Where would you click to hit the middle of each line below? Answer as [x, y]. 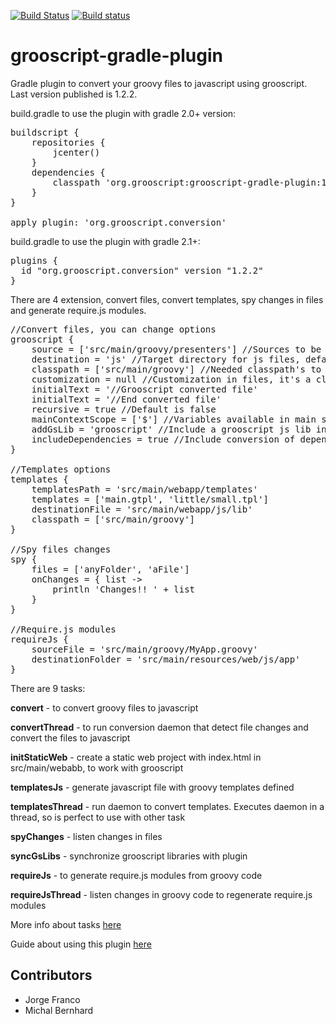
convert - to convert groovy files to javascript [104, 707]
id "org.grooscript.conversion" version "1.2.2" [142, 270]
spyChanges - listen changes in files [86, 836]
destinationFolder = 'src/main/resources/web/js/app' [166, 659]
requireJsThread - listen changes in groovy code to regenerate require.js [161, 894]
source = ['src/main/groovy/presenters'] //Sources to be [176, 349]
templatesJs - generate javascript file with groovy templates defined [152, 787]
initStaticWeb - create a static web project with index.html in [136, 757]
